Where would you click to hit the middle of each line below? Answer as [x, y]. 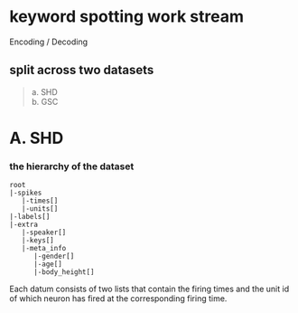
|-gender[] [54, 256]
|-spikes [26, 193]
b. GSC [45, 101]
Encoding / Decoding [49, 42]
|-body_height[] [64, 272]
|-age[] [48, 264]
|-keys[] [37, 241]
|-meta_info [44, 249]
